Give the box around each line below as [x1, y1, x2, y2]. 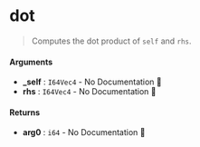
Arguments [9, 56, 53, 67]
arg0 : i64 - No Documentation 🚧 [22, 127, 146, 138]
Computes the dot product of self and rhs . [31, 35, 192, 46]
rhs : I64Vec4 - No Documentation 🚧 [22, 86, 157, 97]
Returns [9, 106, 41, 118]
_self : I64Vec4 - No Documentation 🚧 [22, 76, 162, 87]
